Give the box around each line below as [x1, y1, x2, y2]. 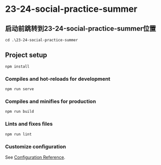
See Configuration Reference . [5, 154, 65, 160]
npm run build [5, 109, 34, 114]
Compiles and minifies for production [5, 98, 96, 105]
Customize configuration [5, 143, 66, 150]
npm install [5, 64, 30, 69]
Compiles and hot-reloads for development [5, 75, 111, 82]
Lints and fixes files [5, 121, 53, 128]
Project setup [5, 51, 48, 60]
